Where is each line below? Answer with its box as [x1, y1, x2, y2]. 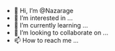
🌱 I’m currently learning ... [13, 21, 89, 29]
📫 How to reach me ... [13, 37, 79, 44]
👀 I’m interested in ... [13, 14, 73, 22]
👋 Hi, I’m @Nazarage [13, 7, 74, 14]
